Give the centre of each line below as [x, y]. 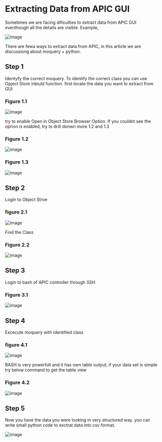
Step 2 [15, 188]
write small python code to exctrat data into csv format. [60, 425]
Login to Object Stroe [26, 199]
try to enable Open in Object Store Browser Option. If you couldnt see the [78, 121]
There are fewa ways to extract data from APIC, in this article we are [73, 46]
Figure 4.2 [17, 383]
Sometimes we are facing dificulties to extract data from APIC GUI [71, 22]
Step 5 [15, 408]
